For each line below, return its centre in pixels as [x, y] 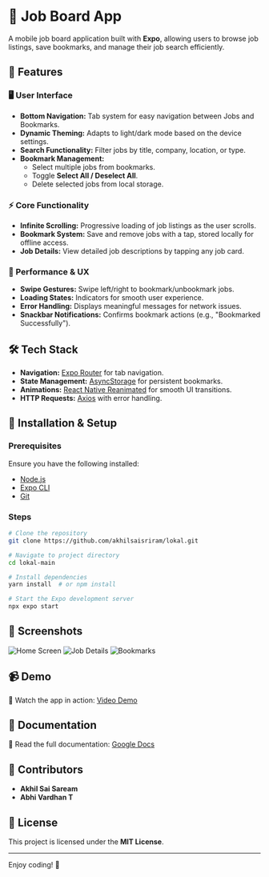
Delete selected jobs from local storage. [98, 184]
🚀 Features [36, 72]
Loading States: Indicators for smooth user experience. [112, 298]
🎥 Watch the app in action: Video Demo [73, 700]
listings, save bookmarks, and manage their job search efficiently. [116, 46]
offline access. [44, 242]
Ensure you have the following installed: [74, 463]
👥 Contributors [46, 769]
